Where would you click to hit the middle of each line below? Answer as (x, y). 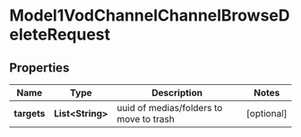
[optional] (267, 113)
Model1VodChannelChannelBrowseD (150, 16)
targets (30, 113)
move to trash (145, 119)
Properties (39, 68)
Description (177, 93)
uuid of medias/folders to (169, 108)
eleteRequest (60, 34)
